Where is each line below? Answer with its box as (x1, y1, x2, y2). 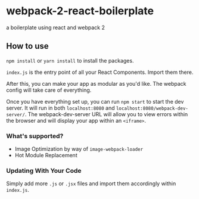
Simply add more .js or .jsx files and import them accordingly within (6, 180, 176, 187)
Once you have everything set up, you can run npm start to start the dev (6, 98, 184, 105)
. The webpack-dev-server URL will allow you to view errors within (24, 110, 188, 117)
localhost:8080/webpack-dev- (116, 105, 189, 111)
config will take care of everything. (6, 86, 92, 94)
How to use (6, 41, 49, 51)
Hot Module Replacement (14, 152, 77, 159)
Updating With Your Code (6, 166, 82, 175)
